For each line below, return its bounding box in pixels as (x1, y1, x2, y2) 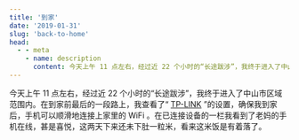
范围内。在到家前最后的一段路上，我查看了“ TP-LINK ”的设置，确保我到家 (9, 98, 278, 109)
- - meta (17, 46, 50, 55)
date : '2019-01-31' (9, 21, 82, 30)
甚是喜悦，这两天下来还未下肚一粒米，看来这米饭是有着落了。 (39, 121, 267, 131)
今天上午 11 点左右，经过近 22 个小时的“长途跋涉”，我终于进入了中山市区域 (9, 88, 283, 98)
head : (9, 37, 29, 47)
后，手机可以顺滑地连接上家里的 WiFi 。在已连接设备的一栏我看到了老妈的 (9, 110, 279, 121)
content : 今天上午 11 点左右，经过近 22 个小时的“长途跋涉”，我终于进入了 (32, 63, 282, 72)
